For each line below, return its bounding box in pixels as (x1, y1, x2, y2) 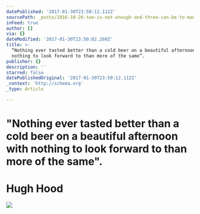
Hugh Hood (6, 182, 64, 196)
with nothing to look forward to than (6, 142, 187, 156)
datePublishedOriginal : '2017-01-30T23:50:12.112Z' (6, 75, 137, 81)
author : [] (6, 25, 33, 32)
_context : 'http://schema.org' (6, 81, 84, 87)
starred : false (6, 70, 44, 75)
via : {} (6, 31, 26, 37)
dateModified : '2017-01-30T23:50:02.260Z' (6, 36, 113, 42)
